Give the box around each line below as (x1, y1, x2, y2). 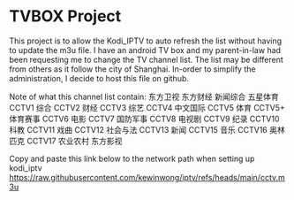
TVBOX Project (9, 6, 122, 27)
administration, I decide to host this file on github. (9, 73, 190, 83)
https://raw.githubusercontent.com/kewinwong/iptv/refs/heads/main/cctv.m (9, 172, 285, 182)
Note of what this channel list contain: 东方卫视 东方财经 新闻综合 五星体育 (9, 91, 280, 102)
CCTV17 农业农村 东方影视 (26, 135, 123, 146)
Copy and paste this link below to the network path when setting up (9, 153, 255, 164)
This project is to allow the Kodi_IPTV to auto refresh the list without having (9, 35, 283, 46)
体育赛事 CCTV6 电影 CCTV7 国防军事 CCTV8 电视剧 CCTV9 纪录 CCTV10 (9, 113, 280, 124)
